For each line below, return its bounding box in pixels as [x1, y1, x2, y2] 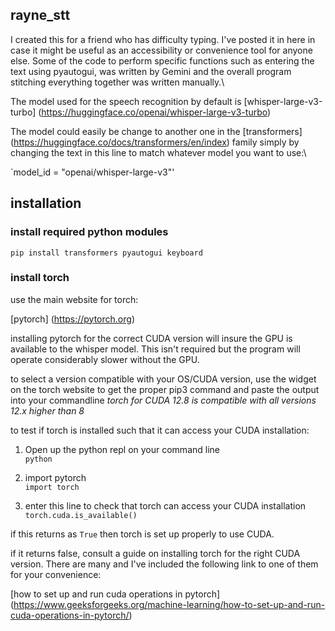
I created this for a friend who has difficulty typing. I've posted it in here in [10, 33, 316, 45]
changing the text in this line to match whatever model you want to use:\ [10, 146, 307, 158]
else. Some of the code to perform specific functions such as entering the [10, 54, 315, 67]
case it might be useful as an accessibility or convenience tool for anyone [10, 44, 313, 56]
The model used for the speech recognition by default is [10, 95, 242, 107]
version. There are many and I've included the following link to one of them [10, 558, 319, 570]
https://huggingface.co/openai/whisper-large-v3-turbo [41, 106, 268, 118]
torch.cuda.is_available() [24, 510, 138, 520]
